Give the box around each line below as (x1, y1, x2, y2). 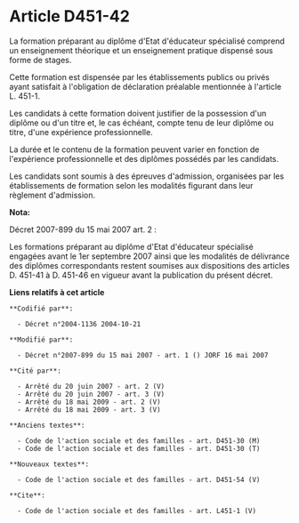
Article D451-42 (9, 6, 131, 27)
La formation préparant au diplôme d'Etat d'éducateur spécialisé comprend (9, 36, 285, 46)
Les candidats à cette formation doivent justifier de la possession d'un (9, 108, 267, 118)
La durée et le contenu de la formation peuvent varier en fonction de (9, 144, 260, 155)
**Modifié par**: (9, 335, 74, 344)
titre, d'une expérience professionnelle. (9, 126, 153, 137)
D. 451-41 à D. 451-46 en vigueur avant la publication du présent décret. (9, 270, 273, 280)
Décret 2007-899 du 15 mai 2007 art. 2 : (9, 224, 158, 235)
